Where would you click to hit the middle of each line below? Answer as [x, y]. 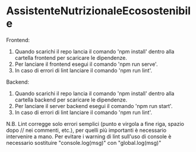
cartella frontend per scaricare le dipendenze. [71, 58]
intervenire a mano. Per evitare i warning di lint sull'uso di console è [89, 136]
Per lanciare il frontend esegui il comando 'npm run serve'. [86, 64]
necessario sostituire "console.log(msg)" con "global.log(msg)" [84, 142]
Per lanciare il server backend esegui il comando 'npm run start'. [94, 106]
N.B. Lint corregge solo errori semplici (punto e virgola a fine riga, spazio [95, 123]
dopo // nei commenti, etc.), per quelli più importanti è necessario [86, 130]
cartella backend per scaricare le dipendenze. [71, 100]
